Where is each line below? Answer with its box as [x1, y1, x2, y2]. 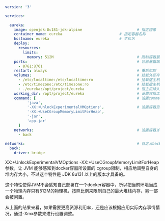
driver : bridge [14, 150, 45, 156]
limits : [23, 50, 38, 55]
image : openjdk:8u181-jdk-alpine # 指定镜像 [14, 27, 156, 32]
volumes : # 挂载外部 [14, 73, 156, 78]
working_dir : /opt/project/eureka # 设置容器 [14, 91, 156, 96]
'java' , [27, 100, 43, 105]
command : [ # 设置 [14, 96, 149, 101]
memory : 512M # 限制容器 [27, 55, 156, 59]
